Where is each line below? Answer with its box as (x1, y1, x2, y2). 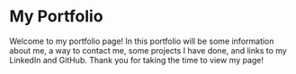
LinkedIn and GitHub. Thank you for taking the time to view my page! (9, 54, 264, 65)
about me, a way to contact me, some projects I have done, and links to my (9, 45, 288, 55)
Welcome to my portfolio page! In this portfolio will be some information (9, 36, 274, 46)
